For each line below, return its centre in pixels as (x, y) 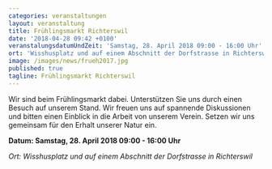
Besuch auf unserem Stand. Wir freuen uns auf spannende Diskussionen (130, 108)
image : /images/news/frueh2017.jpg (68, 61)
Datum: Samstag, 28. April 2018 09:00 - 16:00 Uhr (95, 140)
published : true (36, 69)
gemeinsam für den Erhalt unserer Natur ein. (83, 125)
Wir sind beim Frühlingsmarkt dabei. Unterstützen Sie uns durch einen (125, 99)
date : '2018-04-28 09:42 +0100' (63, 38)
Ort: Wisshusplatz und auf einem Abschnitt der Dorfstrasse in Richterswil (131, 156)
